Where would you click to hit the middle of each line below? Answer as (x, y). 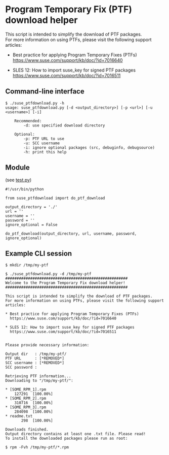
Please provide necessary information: (47, 345)
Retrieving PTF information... (38, 376)
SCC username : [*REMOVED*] (35, 363)
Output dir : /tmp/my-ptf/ (36, 354)
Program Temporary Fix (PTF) (69, 9)
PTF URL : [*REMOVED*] (35, 359)
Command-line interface (45, 92)
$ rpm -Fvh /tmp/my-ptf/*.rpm (37, 447)
